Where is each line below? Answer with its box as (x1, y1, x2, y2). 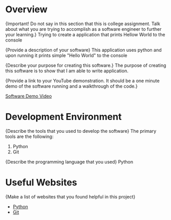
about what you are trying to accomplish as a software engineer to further (5, 26, 162, 32)
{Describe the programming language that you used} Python (5, 158, 134, 165)
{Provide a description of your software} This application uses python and (5, 47, 162, 53)
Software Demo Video (5, 93, 52, 99)
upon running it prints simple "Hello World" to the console (5, 52, 127, 58)
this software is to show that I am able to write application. (5, 68, 128, 74)
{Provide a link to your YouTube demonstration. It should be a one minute (5, 77, 160, 84)
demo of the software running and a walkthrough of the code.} (5, 83, 138, 89)
